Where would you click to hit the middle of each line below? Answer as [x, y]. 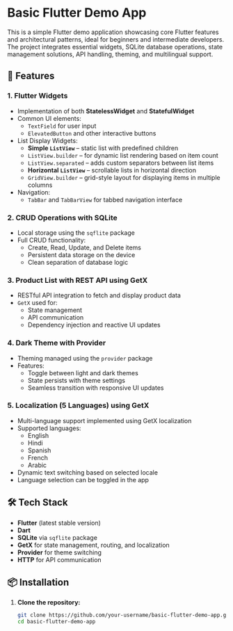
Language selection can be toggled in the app [83, 480]
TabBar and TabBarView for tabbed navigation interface [105, 199]
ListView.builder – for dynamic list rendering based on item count [123, 155]
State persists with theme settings [76, 380]
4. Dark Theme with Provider [57, 343]
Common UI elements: [49, 118]
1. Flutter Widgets [38, 96]
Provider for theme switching [59, 552]
